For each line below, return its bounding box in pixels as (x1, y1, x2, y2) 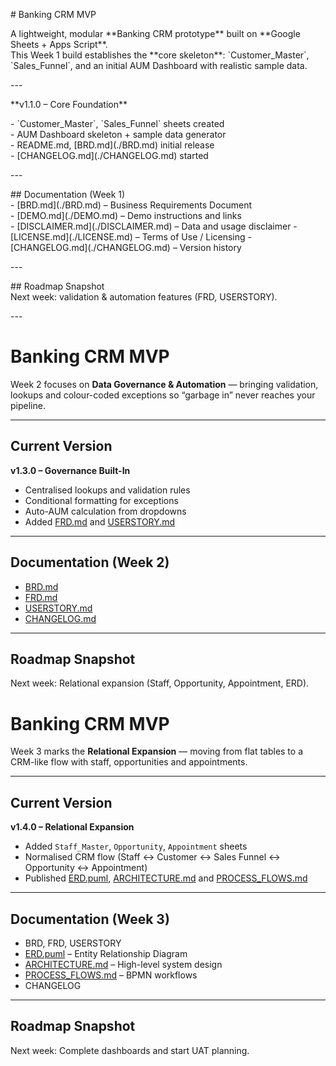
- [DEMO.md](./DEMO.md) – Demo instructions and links (10, 210, 242, 221)
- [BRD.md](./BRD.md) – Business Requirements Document (10, 199, 253, 211)
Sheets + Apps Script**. (10, 39, 108, 50)
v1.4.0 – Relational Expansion (10, 821, 135, 833)
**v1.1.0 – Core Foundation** (10, 99, 128, 110)
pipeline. (10, 399, 46, 411)
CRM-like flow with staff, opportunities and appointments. (10, 756, 248, 768)
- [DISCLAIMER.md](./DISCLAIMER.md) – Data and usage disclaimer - (10, 220, 298, 232)
